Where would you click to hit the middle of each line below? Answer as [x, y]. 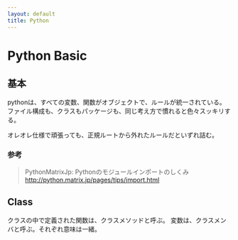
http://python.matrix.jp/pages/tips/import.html [92, 180]
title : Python [28, 21]
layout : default [31, 14]
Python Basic [47, 56]
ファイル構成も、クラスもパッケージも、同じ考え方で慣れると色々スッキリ [116, 111]
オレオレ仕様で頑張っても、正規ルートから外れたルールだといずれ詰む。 [113, 135]
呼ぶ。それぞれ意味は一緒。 [60, 229]
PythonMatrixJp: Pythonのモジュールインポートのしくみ [107, 172]
